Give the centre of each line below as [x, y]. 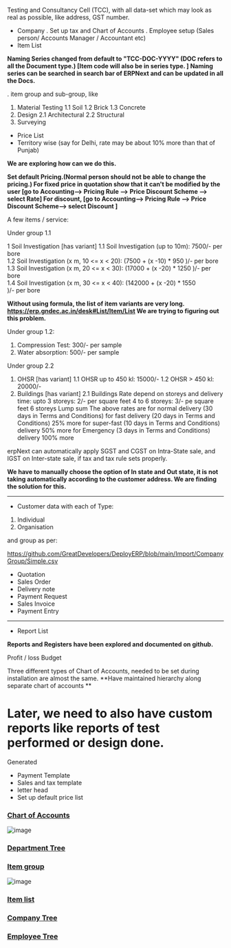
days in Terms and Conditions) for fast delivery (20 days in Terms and [116, 416]
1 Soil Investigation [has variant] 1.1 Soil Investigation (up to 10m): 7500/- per [115, 246]
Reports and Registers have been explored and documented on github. [110, 644]
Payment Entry [38, 611]
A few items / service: [38, 219]
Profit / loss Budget [34, 658]
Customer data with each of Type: [65, 506]
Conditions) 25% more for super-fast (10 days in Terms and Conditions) [119, 423]
